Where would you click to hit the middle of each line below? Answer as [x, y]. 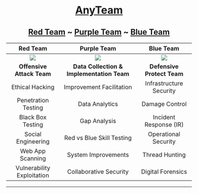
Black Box [33, 117]
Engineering [33, 142]
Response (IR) [164, 124]
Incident [164, 117]
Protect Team [164, 74]
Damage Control [164, 104]
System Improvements [98, 155]
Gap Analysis [98, 121]
